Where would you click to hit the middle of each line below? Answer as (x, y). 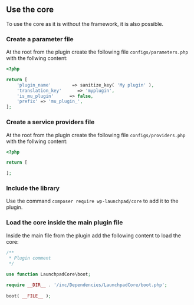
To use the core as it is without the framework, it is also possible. (85, 24)
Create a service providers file (50, 122)
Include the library (33, 188)
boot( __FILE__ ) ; (29, 296)
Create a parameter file (40, 39)
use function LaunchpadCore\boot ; (49, 274)
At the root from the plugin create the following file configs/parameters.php (97, 52)
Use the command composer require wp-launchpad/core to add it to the (92, 201)
